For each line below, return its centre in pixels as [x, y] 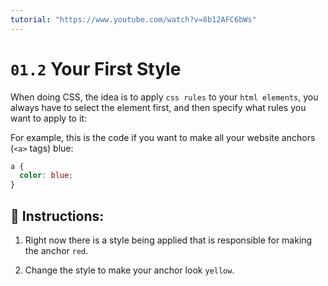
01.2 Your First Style [96, 68]
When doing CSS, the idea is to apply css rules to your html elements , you [164, 97]
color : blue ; [46, 176]
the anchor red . [56, 250]
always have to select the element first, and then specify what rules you [158, 107]
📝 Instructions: [57, 216]
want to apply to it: [48, 118]
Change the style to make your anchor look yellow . [129, 270]
